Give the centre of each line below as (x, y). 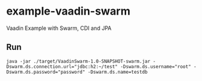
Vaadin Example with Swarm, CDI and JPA (59, 28)
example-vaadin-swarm (68, 11)
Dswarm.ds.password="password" (46, 72)
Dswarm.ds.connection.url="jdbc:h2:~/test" (62, 66)
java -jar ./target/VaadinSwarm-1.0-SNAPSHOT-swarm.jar (78, 61)
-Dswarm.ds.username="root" (156, 66)
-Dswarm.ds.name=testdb (118, 72)
